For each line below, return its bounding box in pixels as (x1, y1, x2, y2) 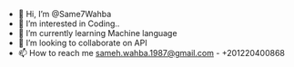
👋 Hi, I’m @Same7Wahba (17, 9, 112, 19)
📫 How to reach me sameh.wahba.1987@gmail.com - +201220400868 (17, 48, 285, 58)
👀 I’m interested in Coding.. (17, 18, 120, 29)
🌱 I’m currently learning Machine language (17, 28, 177, 38)
